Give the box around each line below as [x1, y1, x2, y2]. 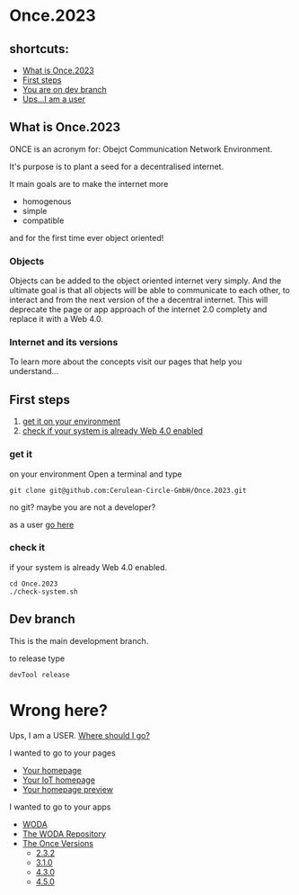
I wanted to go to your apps [9, 801, 111, 812]
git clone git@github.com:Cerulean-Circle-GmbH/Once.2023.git [9, 486, 247, 495]
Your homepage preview [22, 783, 114, 794]
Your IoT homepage [22, 774, 96, 785]
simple [22, 205, 48, 216]
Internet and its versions [9, 336, 119, 349]
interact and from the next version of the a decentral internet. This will [9, 294, 268, 306]
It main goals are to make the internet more [9, 178, 169, 189]
